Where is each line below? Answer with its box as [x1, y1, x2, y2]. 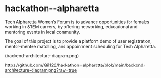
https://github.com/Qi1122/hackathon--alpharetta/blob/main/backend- [5, 62, 145, 68]
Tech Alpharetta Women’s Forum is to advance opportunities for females [5, 19, 149, 25]
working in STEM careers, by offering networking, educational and [5, 24, 138, 29]
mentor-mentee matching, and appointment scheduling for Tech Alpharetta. [5, 43, 156, 49]
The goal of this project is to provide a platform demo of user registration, [5, 38, 152, 44]
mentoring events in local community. [5, 29, 80, 35]
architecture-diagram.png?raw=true [5, 67, 77, 73]
